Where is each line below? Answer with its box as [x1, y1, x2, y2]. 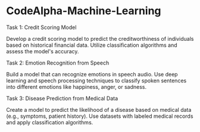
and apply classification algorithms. [6, 118, 93, 125]
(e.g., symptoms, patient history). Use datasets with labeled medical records [6, 112, 193, 120]
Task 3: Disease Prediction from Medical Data [6, 95, 118, 102]
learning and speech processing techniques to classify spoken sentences [6, 77, 187, 84]
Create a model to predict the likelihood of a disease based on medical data [6, 106, 192, 113]
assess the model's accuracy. [6, 47, 79, 54]
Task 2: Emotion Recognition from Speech [6, 59, 110, 66]
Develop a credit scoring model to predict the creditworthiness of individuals [6, 35, 194, 42]
